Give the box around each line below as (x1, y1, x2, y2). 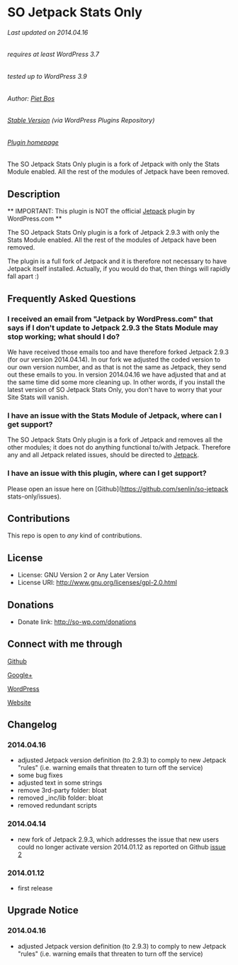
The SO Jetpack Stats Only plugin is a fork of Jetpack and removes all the (7, 435, 223, 444)
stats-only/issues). (7, 492, 62, 501)
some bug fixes (17, 771, 63, 780)
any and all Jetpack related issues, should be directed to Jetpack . (7, 451, 200, 459)
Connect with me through (7, 638, 123, 650)
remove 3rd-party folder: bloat (17, 786, 107, 795)
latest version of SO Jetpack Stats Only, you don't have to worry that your (7, 385, 222, 394)
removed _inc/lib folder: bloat (17, 793, 103, 802)
